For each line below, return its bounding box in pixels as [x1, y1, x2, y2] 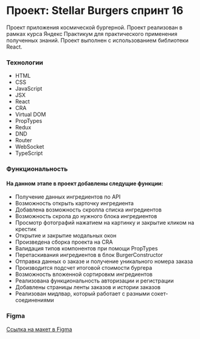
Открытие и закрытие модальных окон [15, 232, 117, 239]
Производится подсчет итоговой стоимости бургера [15, 264, 153, 272]
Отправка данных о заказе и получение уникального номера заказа [15, 258, 193, 265]
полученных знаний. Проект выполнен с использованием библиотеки [6, 36, 188, 44]
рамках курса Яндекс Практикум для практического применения [6, 30, 178, 37]
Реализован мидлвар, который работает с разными [15, 290, 150, 298]
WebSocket [15, 143, 44, 151]
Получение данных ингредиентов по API [15, 193, 121, 200]
